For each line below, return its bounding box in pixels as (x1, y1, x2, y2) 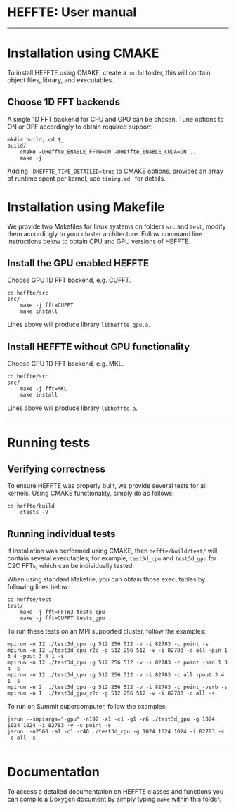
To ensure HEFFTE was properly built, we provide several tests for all (7, 482, 207, 490)
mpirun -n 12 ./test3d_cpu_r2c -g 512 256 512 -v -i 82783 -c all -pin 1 (7, 647, 228, 654)
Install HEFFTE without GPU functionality (7, 340, 190, 352)
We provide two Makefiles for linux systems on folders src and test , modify (7, 222, 226, 231)
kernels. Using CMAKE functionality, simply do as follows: (7, 489, 174, 498)
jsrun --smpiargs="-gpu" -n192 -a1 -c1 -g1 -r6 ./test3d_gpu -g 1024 (7, 716, 216, 723)
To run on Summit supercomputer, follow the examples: (7, 702, 167, 711)
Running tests (7, 435, 91, 451)
